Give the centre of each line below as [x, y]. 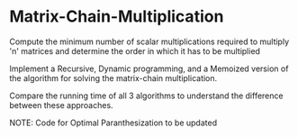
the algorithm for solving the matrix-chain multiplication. [113, 78]
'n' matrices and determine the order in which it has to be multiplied [135, 50]
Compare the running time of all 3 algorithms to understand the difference [146, 96]
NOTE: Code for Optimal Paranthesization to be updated [113, 123]
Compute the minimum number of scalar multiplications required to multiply [149, 41]
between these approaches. [62, 105]
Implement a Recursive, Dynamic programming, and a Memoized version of [149, 68]
